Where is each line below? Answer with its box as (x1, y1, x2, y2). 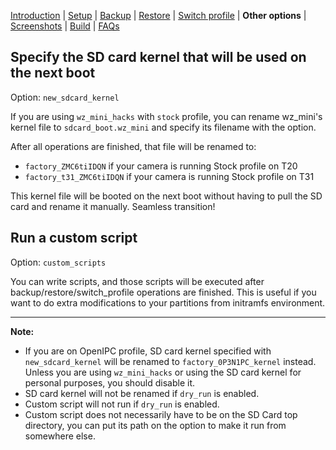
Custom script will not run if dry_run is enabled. (24, 398, 220, 410)
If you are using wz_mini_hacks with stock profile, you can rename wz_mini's (10, 110, 323, 122)
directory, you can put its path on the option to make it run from (24, 419, 287, 431)
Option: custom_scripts (10, 256, 107, 268)
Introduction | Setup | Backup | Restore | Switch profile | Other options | (10, 10, 307, 21)
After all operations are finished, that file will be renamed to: (10, 140, 257, 152)
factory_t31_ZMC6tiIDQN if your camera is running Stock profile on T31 (24, 170, 315, 182)
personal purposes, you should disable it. (24, 376, 195, 389)
